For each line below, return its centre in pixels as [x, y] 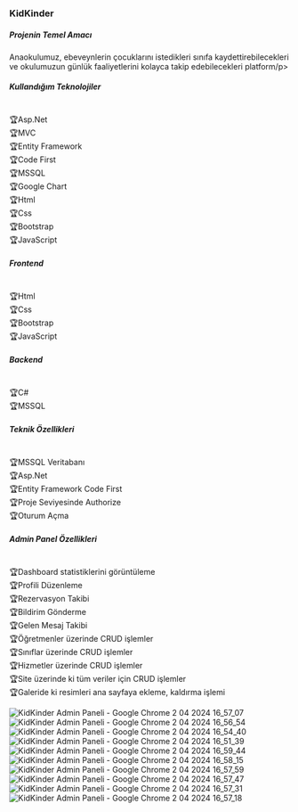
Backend [26, 360]
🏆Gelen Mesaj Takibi [48, 625]
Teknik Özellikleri [42, 430]
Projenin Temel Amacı [51, 35]
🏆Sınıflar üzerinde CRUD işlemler [71, 652]
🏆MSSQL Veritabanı [47, 462]
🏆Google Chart [38, 186]
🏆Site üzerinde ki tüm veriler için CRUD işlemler [98, 678]
